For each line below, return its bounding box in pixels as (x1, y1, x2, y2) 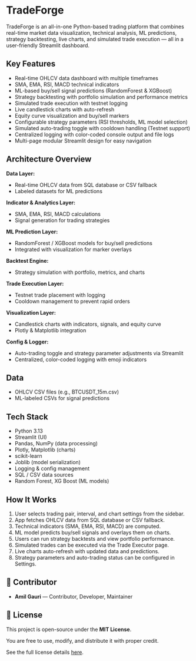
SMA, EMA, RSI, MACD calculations (14, 210, 101, 217)
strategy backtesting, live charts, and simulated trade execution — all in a (6, 35, 184, 42)
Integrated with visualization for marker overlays (14, 246, 132, 253)
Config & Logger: (6, 338, 49, 345)
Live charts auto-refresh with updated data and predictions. (14, 548, 160, 554)
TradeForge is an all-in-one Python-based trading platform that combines (6, 23, 184, 30)
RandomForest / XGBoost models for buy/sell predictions (14, 239, 153, 246)
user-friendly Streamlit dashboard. (6, 42, 90, 49)
